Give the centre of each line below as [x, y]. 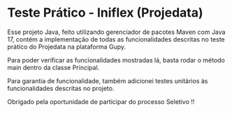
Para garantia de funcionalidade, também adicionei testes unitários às [108, 80]
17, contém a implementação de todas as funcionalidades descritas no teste [116, 39]
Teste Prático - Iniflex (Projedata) [105, 13]
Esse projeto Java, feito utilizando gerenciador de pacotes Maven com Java [116, 32]
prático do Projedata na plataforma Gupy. [67, 46]
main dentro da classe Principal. [53, 67]
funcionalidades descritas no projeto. [61, 88]
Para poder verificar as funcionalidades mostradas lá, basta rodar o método [116, 60]
